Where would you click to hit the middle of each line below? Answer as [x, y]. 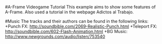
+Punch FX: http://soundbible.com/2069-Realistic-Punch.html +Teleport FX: [81, 26]
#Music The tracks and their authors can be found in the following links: [77, 21]
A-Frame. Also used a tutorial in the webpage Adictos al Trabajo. [70, 12]
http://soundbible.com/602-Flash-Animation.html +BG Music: [66, 31]
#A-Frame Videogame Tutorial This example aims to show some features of [81, 7]
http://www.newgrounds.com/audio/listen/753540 [55, 36]
